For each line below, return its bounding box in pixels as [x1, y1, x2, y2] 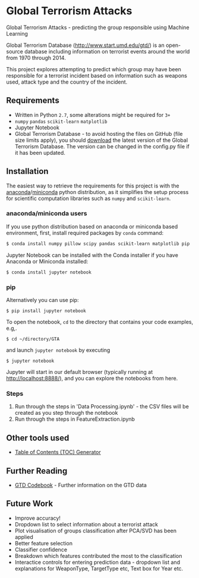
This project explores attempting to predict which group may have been [6, 65, 181, 72]
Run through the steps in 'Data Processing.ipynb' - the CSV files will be [14, 403, 189, 410]
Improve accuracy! [14, 515, 61, 522]
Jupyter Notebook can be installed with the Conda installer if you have [6, 251, 178, 259]
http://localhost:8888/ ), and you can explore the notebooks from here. [6, 375, 178, 382]
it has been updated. [14, 149, 65, 156]
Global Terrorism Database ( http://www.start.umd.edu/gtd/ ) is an [6, 42, 165, 49]
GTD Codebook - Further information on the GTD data [14, 481, 147, 488]
